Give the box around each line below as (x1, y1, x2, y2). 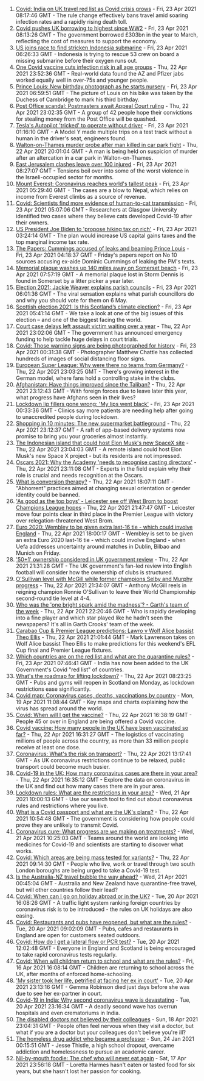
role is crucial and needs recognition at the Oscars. (15, 472, 144, 479)
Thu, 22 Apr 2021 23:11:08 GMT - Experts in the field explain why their (15, 465, 192, 472)
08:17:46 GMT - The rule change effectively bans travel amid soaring (15, 12, 189, 19)
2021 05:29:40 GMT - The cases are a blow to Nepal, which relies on (15, 187, 189, 194)
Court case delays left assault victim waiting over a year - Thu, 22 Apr (15, 323, 191, 330)
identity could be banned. (15, 491, 80, 498)
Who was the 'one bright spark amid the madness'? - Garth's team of (15, 601, 189, 608)
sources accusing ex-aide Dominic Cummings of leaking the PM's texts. (15, 258, 196, 265)
